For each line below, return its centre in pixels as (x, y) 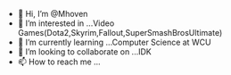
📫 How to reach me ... (59, 62)
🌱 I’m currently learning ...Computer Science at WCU (114, 42)
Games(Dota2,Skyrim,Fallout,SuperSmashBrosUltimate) (120, 33)
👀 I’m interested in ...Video (66, 23)
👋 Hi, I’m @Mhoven (53, 14)
